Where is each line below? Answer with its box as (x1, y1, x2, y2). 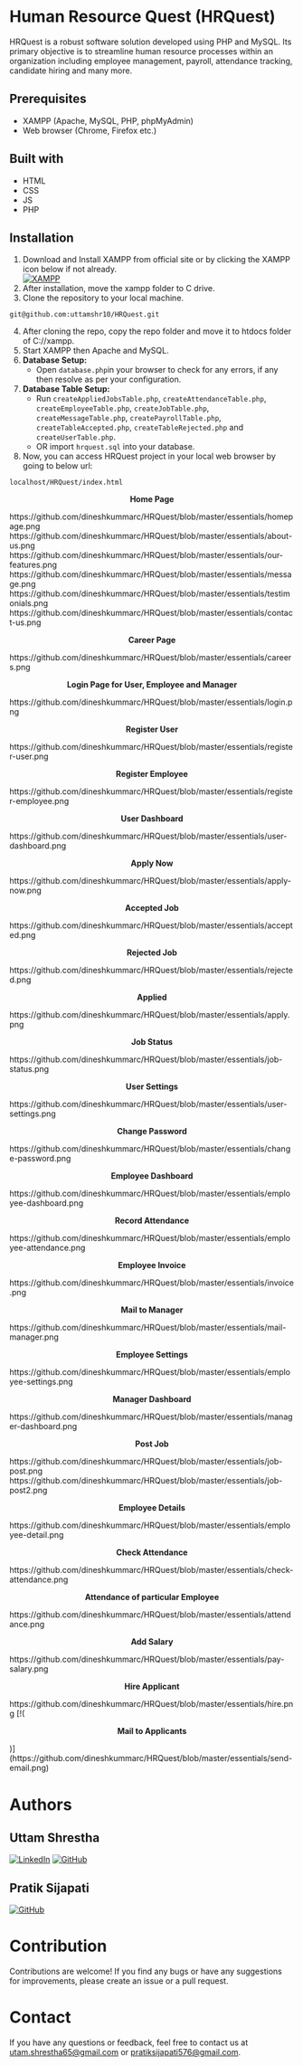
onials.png (9, 598, 49, 609)
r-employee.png (9, 796, 70, 807)
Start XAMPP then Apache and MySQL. (22, 346, 169, 356)
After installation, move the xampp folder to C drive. (22, 283, 215, 294)
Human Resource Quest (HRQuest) (9, 6, 276, 27)
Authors (9, 1794, 72, 1815)
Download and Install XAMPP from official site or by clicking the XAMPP (22, 254, 291, 265)
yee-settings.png (9, 1377, 74, 1388)
